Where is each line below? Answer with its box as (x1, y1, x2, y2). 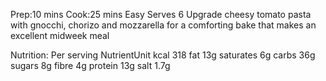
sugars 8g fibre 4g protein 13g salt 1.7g (10, 60, 171, 71)
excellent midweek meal (10, 30, 110, 41)
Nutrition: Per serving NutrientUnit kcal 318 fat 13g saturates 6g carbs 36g (10, 49, 316, 61)
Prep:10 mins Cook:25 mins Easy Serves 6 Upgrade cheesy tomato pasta (10, 9, 312, 20)
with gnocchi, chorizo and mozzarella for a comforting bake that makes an (10, 19, 317, 31)
